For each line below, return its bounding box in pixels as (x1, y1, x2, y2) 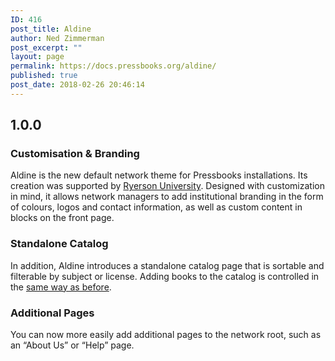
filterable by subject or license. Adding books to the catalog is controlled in (10, 270, 320, 282)
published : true (10, 71, 78, 81)
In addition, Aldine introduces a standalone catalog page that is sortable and (10, 259, 325, 271)
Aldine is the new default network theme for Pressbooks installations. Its (10, 169, 308, 181)
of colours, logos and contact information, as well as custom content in (10, 201, 303, 213)
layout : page (10, 52, 65, 62)
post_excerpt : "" (10, 42, 83, 53)
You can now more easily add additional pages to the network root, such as (10, 329, 322, 341)
